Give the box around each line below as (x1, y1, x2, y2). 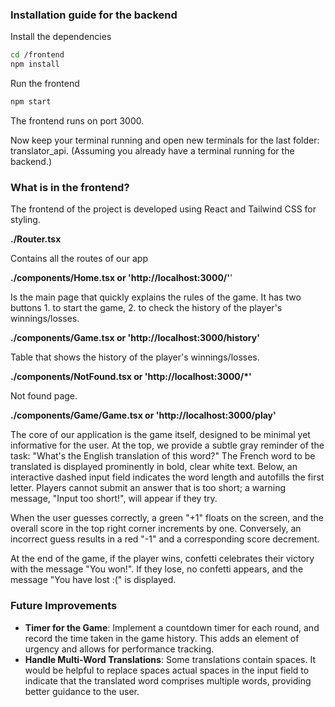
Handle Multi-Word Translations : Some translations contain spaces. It (24, 653, 317, 665)
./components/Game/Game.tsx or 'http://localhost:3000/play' (10, 409, 277, 422)
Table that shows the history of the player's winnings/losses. (10, 351, 260, 363)
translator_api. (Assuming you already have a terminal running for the (10, 144, 295, 157)
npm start (10, 97, 52, 107)
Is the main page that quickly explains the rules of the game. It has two (10, 291, 302, 303)
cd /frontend (10, 50, 65, 60)
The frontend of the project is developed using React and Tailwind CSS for (10, 203, 317, 215)
